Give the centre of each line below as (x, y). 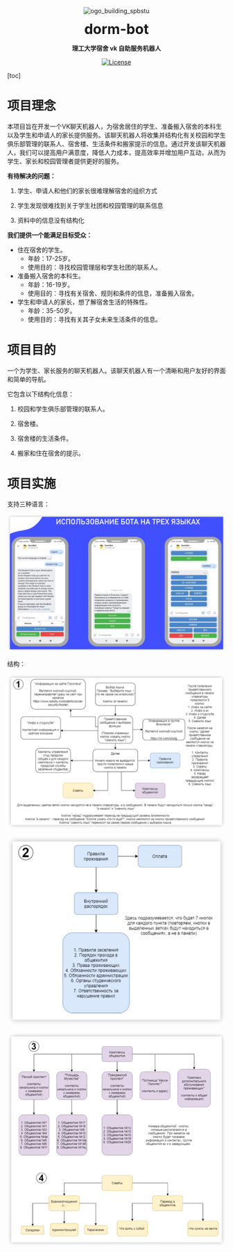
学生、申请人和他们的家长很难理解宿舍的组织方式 (87, 190)
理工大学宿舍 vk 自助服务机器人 (116, 48)
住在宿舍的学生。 (42, 250)
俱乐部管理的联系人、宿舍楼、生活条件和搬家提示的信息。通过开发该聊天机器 (116, 144)
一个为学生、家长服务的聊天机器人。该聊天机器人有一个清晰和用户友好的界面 (116, 371)
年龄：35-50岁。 (52, 310)
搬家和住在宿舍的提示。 (51, 453)
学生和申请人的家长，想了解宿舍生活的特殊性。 (84, 302)
